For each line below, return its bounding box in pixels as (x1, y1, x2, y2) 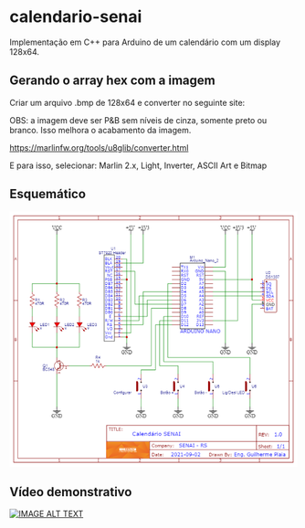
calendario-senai (9, 6, 142, 27)
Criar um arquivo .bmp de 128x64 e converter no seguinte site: (9, 97, 246, 108)
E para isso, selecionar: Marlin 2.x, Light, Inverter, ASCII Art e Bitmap (9, 160, 268, 171)
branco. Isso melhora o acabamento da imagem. (9, 124, 192, 135)
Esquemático (9, 186, 87, 202)
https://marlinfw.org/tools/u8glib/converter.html (9, 142, 189, 153)
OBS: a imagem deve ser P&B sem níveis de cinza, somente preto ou (9, 114, 268, 125)
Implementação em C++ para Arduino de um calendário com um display (9, 37, 281, 48)
